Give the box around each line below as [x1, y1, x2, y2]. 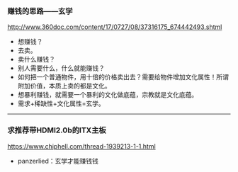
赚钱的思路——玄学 [7, 6, 73, 16]
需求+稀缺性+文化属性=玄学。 [17, 99, 105, 108]
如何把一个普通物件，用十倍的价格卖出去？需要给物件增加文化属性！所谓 [17, 73, 229, 81]
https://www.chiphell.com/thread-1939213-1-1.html [7, 142, 156, 150]
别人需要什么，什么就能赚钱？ [17, 64, 105, 72]
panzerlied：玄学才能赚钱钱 [17, 156, 99, 165]
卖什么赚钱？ [17, 55, 55, 64]
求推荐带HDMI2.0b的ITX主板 [7, 125, 106, 135]
